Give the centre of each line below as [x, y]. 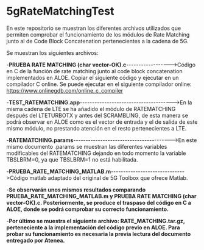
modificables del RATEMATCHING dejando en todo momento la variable [96, 153]
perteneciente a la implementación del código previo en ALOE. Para [93, 227]
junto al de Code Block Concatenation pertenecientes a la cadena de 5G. [97, 41]
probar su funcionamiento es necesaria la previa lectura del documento [99, 234]
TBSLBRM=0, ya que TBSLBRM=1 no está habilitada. [72, 159]
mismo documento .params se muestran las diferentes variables [87, 146]
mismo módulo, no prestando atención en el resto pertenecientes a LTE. [97, 128]
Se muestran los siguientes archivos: [52, 52]
